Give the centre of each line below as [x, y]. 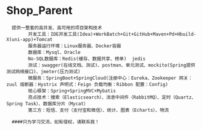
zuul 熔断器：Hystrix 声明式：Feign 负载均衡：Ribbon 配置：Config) [87, 84]
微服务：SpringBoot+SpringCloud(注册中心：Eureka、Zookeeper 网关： [110, 78]
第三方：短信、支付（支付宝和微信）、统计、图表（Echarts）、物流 [99, 110]
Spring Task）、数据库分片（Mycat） [47, 103]
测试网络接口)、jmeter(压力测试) [43, 71]
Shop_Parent [39, 11]
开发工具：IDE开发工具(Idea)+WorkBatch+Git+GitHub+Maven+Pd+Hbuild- [112, 34]
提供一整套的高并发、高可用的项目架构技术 [57, 28]
